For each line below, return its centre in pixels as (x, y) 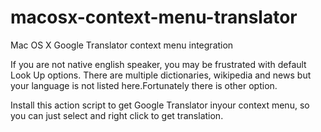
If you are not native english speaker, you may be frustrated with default (158, 64)
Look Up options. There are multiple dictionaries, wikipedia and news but (161, 75)
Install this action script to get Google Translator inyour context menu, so (160, 105)
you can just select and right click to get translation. (117, 115)
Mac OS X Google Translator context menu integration (122, 45)
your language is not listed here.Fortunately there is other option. (144, 85)
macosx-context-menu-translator (154, 17)
